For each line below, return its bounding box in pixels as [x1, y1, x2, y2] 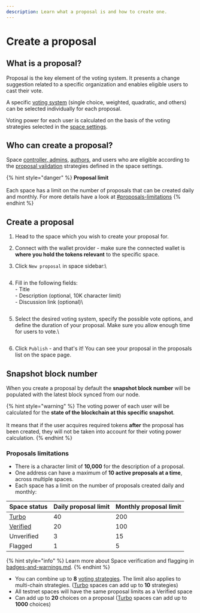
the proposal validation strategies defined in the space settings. [6, 162, 163, 170]
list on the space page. [14, 351, 72, 358]
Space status [9, 503, 48, 511]
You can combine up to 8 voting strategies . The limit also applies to [14, 575, 181, 582]
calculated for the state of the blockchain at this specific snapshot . [6, 409, 175, 416]
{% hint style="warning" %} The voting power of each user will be [6, 403, 169, 410]
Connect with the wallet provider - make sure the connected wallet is [14, 244, 186, 252]
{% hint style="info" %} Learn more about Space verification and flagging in [6, 557, 194, 564]
